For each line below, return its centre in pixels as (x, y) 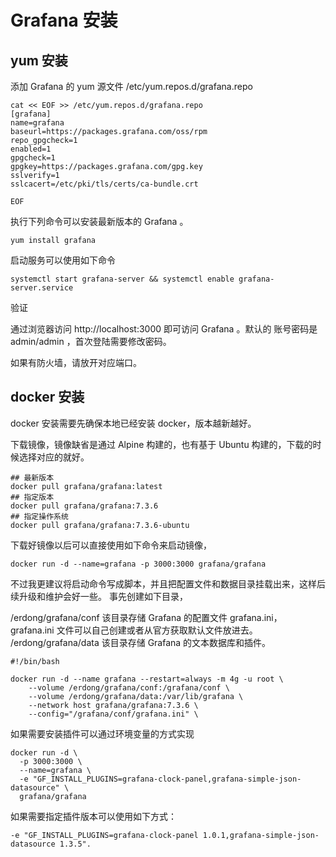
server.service (42, 288)
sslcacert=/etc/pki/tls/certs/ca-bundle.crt (104, 184)
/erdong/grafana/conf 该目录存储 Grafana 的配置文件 (119, 617)
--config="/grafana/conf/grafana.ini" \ (113, 714)
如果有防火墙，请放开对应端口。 (76, 362)
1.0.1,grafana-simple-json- (261, 835)
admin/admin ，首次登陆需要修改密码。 (91, 341)
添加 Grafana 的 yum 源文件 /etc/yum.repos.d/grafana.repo (131, 86)
